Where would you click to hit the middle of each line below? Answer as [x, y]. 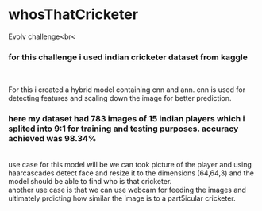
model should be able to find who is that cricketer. [90, 181]
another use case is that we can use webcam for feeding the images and [127, 190]
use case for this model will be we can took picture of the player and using [130, 164]
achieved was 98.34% [52, 139]
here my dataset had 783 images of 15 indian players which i [127, 119]
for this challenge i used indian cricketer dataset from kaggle [128, 57]
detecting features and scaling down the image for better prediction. [120, 98]
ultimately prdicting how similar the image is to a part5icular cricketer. [122, 198]
